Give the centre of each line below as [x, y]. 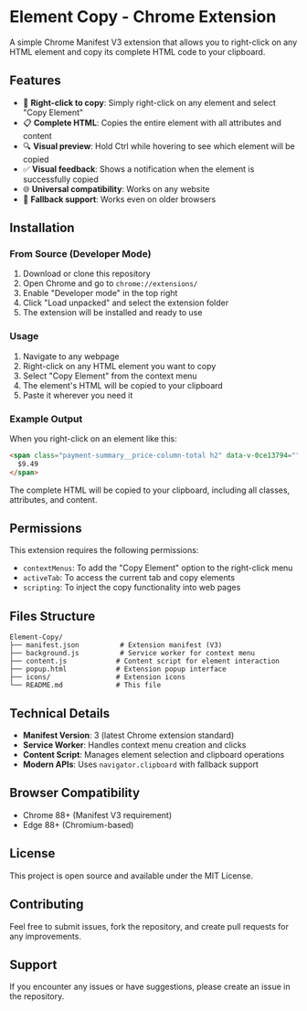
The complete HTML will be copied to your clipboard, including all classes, [150, 490]
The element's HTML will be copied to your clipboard [123, 385]
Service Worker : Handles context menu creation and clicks [134, 745]
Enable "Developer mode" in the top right [100, 293]
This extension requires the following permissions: [104, 550]
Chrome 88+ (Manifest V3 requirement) [97, 814]
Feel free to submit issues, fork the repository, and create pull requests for [149, 926]
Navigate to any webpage [71, 356]
